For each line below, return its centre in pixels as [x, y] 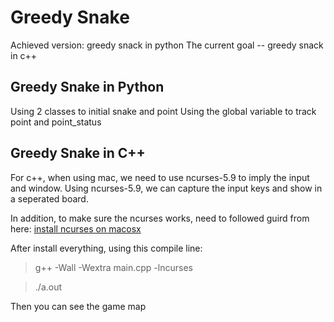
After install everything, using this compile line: [106, 248]
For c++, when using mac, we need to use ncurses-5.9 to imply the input [160, 177]
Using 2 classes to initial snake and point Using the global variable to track [163, 111]
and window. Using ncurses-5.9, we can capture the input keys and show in [166, 188]
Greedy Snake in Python [87, 87]
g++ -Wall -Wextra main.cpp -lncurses [113, 267]
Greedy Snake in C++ [78, 153]
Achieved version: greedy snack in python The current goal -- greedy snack [167, 45]
